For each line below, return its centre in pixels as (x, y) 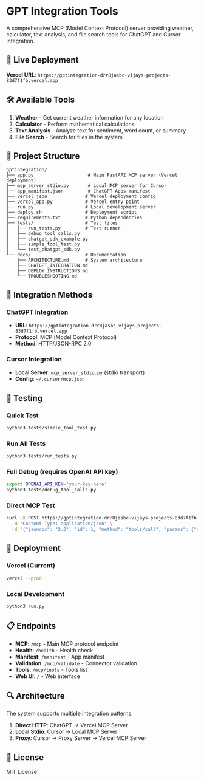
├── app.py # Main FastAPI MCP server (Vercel (92, 175)
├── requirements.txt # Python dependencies (74, 218)
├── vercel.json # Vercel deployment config (81, 197)
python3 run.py (25, 606)
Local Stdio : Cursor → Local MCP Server (66, 732)
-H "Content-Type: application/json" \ (62, 524)
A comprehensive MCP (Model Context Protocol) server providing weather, (100, 28)
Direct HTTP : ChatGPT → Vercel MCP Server (71, 725)
